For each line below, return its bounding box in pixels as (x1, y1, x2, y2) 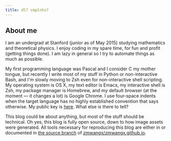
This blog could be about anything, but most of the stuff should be (5, 114, 145, 120)
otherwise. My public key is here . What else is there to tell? (5, 104, 129, 110)
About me (5, 26, 37, 35)
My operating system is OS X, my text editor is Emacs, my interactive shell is (5, 82, 165, 88)
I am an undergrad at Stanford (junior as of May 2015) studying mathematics (5, 40, 165, 46)
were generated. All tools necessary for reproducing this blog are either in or (5, 124, 166, 130)
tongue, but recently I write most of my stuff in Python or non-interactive (5, 71, 158, 77)
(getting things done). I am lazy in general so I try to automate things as (5, 50, 155, 57)
